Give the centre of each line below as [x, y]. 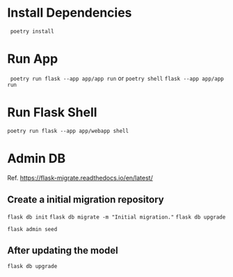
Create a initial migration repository [86, 200]
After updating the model [63, 250]
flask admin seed [32, 229]
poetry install [32, 31]
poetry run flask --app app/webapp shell [68, 131]
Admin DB [37, 159]
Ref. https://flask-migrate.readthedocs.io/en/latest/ [80, 177]
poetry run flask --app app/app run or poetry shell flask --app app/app [117, 78]
